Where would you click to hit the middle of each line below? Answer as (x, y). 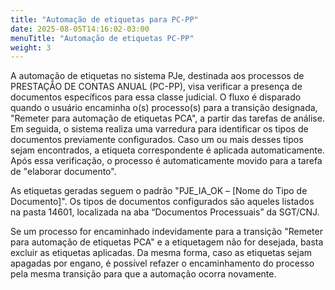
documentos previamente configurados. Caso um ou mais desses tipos (157, 140)
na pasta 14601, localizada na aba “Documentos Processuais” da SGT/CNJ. (165, 212)
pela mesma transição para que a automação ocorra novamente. (143, 274)
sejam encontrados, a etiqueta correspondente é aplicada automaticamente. (167, 150)
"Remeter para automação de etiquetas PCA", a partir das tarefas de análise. (167, 118)
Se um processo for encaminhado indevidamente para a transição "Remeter (166, 232)
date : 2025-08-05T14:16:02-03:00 (80, 29)
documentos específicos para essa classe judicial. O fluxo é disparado (156, 97)
